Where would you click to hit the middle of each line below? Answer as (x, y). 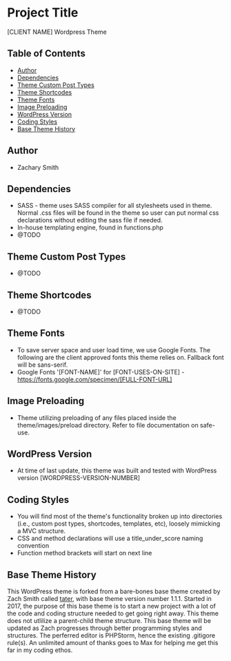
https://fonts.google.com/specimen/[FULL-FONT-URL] (94, 379)
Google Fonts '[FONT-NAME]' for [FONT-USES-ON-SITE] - (101, 372)
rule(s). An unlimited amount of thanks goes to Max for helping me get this (113, 643)
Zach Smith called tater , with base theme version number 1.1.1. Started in (109, 599)
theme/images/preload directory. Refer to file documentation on (108, 425)
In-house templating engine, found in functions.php (90, 228)
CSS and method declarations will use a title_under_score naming (110, 538)
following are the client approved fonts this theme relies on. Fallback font (120, 357)
